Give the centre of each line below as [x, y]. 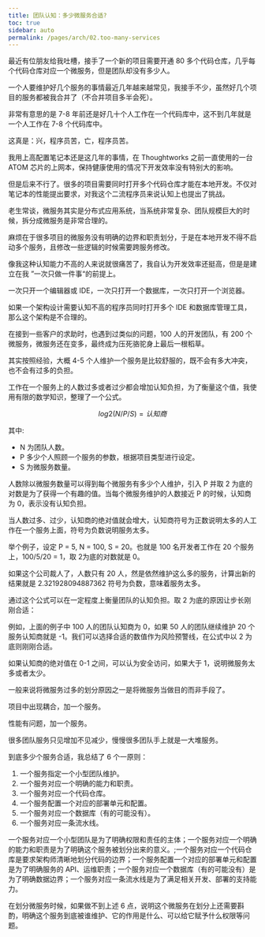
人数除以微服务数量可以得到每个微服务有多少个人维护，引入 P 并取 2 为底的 [131, 484]
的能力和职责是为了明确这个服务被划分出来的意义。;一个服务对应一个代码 [127, 849]
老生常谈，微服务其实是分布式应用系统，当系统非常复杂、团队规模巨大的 [125, 211]
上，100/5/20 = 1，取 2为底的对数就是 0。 [76, 557]
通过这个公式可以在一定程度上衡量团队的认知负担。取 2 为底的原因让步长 [126, 600]
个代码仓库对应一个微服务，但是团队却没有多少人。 [91, 71]
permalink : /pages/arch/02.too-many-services [84, 37]
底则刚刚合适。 [32, 647]
